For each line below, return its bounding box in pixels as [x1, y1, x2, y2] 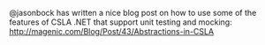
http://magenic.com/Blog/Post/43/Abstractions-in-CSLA [9, 26, 215, 36]
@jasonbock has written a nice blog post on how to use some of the [9, 8, 257, 18]
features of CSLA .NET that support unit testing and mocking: [9, 17, 232, 27]
